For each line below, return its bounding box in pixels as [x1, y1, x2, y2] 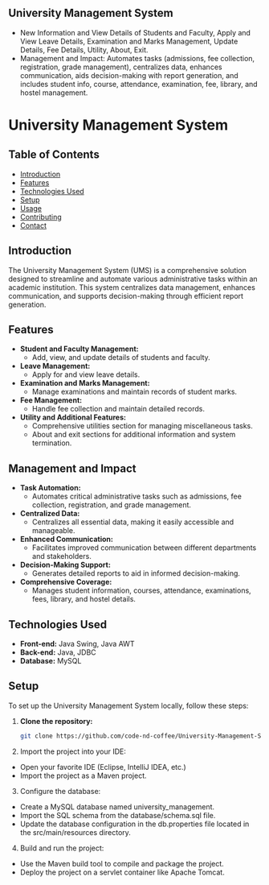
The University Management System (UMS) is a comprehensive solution [8, 265, 247, 275]
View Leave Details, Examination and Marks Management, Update [19, 36, 238, 46]
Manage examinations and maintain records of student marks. [31, 387, 238, 397]
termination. [31, 438, 72, 448]
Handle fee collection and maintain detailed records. [31, 404, 205, 414]
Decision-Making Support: [19, 560, 111, 570]
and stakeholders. [31, 552, 92, 561]
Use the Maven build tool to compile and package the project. [19, 858, 225, 868]
